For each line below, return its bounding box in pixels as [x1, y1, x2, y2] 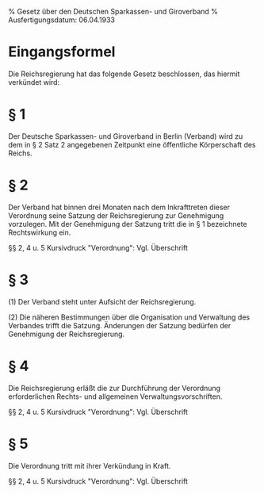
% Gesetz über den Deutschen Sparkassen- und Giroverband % [8, 7, 218, 16]
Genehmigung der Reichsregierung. [8, 329, 125, 339]
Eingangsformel [8, 43, 116, 61]
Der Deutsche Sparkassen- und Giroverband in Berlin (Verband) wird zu [8, 131, 243, 141]
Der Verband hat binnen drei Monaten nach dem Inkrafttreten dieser [8, 202, 231, 212]
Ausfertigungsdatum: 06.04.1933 [8, 15, 115, 25]
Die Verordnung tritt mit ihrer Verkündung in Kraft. [8, 461, 171, 470]
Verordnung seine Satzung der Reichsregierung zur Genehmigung [8, 210, 224, 220]
